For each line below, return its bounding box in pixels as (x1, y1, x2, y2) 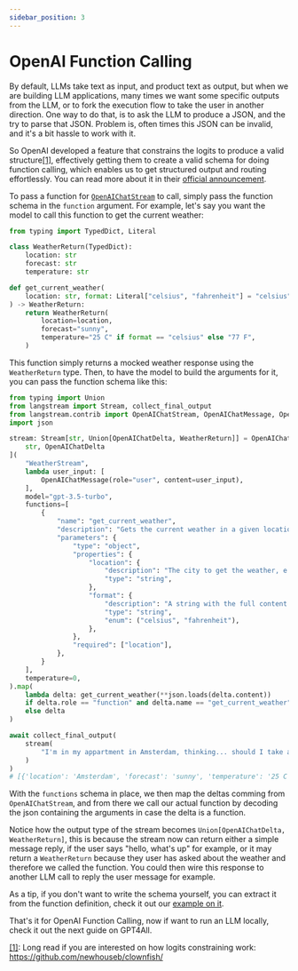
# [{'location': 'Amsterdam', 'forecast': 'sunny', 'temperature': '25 (9, 772, 279, 782)
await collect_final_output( (9, 731, 117, 740)
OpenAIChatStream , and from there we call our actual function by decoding (9, 798, 278, 808)
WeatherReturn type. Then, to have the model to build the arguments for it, (9, 366, 278, 378)
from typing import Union (9, 393, 105, 402)
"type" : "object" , (72, 541, 141, 551)
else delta (25, 707, 66, 716)
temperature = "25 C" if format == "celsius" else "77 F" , (41, 333, 255, 342)
